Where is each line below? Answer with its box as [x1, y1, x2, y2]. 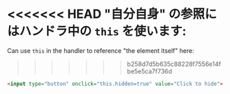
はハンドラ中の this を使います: [7, 23, 187, 39]
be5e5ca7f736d [127, 67, 172, 75]
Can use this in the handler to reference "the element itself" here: [7, 46, 194, 55]
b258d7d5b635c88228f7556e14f [127, 60, 222, 68]
